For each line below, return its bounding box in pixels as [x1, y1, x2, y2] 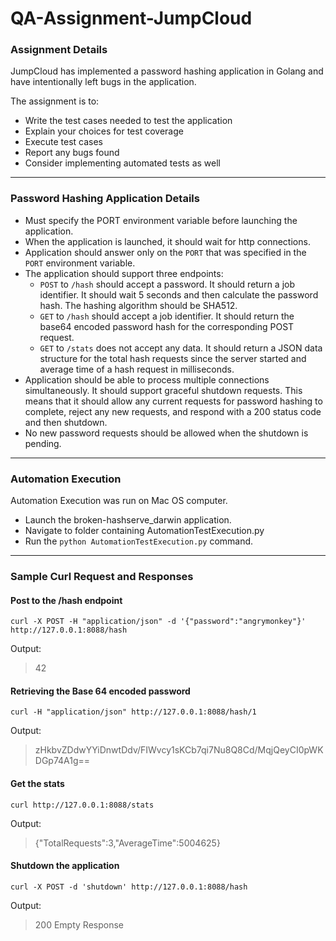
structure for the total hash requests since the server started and [39, 352, 307, 364]
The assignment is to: [10, 95, 100, 107]
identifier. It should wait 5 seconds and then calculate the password [39, 288, 319, 301]
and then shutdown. [24, 416, 108, 428]
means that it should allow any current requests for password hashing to [24, 395, 323, 407]
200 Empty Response [34, 918, 124, 931]
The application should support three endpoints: [24, 267, 224, 279]
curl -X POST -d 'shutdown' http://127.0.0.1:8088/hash [10, 882, 248, 892]
